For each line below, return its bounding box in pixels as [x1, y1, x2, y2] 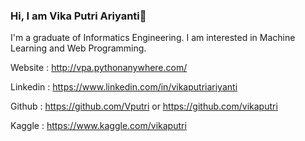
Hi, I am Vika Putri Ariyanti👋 [10, 9, 147, 23]
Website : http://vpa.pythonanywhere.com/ [10, 62, 188, 74]
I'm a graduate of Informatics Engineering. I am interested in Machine [10, 32, 296, 44]
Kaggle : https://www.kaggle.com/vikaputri [10, 120, 187, 132]
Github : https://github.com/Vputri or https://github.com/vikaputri [10, 100, 278, 113]
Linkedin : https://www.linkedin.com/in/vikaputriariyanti [10, 81, 238, 93]
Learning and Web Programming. [10, 42, 147, 54]
